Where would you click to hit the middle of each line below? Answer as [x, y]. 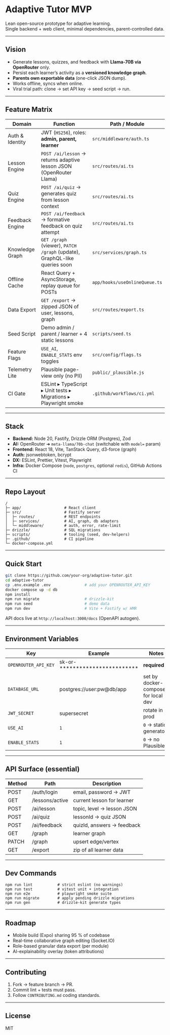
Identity [17, 142]
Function [64, 124]
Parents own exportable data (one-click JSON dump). [69, 78]
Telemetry [20, 369]
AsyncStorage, [58, 279]
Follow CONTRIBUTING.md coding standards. [56, 995]
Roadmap [21, 923]
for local [153, 696]
